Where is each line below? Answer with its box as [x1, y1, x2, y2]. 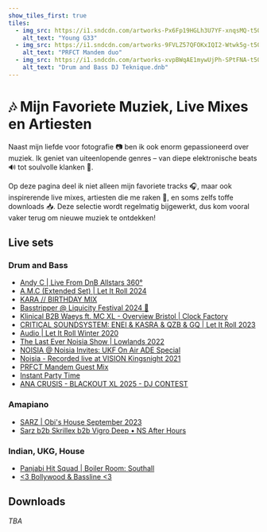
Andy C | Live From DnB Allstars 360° [19, 278, 143, 287]
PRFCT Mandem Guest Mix [19, 363, 109, 372]
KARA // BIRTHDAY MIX [19, 295, 98, 305]
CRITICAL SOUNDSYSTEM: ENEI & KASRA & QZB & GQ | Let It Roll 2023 [19, 320, 256, 330]
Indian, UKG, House [8, 445, 85, 456]
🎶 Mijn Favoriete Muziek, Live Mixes [8, 97, 249, 115]
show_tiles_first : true [8, 11, 87, 20]
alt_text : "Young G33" [22, 33, 98, 42]
